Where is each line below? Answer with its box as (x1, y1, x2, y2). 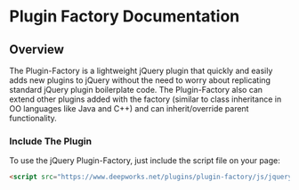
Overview (9, 42, 65, 57)
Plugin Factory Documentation (9, 6, 240, 27)
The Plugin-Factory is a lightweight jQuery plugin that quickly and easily (9, 65, 273, 76)
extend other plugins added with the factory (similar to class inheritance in (9, 94, 282, 104)
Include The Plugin (9, 135, 92, 147)
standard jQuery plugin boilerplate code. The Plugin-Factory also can (9, 85, 263, 95)
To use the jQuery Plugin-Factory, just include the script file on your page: (9, 155, 280, 166)
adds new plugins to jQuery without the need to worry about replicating (9, 75, 271, 86)
